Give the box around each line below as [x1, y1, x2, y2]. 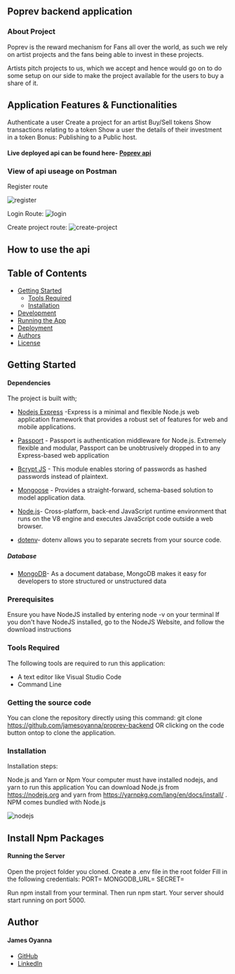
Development [17, 309, 57, 317]
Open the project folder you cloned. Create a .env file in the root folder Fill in [7, 867, 228, 876]
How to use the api [7, 243, 90, 255]
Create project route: [7, 223, 68, 231]
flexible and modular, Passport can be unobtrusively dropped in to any [17, 444, 221, 452]
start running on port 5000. [7, 896, 86, 904]
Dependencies [7, 378, 51, 387]
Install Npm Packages [7, 832, 105, 844]
